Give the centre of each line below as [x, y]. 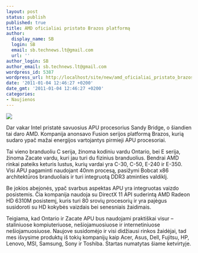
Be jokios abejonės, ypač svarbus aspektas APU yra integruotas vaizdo [93, 188]
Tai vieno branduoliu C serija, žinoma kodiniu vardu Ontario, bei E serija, [93, 151]
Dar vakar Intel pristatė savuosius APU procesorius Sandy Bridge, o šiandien [99, 127]
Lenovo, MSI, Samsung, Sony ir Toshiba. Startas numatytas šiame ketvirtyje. [99, 244]
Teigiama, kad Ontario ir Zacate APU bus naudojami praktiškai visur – [90, 218]
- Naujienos [21, 99]
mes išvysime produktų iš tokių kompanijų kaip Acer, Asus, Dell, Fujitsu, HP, [98, 237]
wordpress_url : [25, 77]
